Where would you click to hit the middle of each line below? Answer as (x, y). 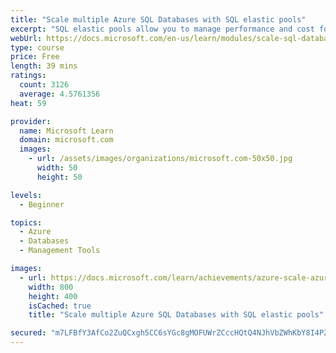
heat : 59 (28, 103)
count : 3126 (44, 85)
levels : (26, 195)
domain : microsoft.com (66, 140)
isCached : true (60, 306)
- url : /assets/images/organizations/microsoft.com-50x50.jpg (160, 159)
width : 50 (57, 168)
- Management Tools (60, 251)
